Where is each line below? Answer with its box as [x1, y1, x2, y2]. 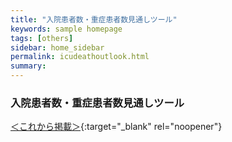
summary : [10, 61, 47, 71]
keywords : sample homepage [10, 24, 123, 34]
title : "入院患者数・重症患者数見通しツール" [10, 14, 178, 25]
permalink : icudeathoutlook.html [10, 52, 150, 62]
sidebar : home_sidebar [10, 42, 105, 53]
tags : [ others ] [10, 33, 74, 43]
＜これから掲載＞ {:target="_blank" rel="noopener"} [10, 121, 223, 133]
